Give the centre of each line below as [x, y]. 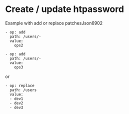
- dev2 [16, 103]
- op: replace [20, 85]
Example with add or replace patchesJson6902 [54, 23]
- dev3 [16, 107]
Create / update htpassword [64, 9]
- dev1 [16, 98]
